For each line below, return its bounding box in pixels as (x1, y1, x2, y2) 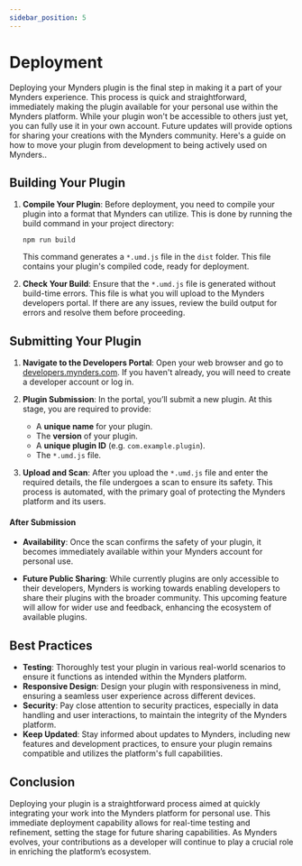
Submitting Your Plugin (9, 333, 142, 348)
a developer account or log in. (22, 376, 134, 388)
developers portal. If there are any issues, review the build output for (22, 298, 278, 309)
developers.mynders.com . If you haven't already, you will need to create (22, 367, 291, 378)
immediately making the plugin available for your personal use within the (9, 101, 279, 112)
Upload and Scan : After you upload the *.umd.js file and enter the (22, 467, 269, 478)
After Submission (9, 516, 77, 528)
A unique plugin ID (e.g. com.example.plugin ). (35, 440, 206, 451)
